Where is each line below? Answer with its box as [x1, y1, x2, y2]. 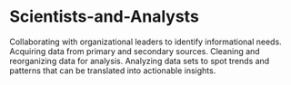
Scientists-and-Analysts [9, 6, 200, 27]
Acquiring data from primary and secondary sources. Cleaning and [9, 45, 261, 56]
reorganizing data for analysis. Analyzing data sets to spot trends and [9, 55, 270, 66]
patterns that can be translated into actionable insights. [9, 65, 216, 76]
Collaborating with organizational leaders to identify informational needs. [9, 36, 282, 47]
